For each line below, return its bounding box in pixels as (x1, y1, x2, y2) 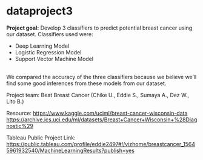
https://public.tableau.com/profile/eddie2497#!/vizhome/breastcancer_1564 (6, 140, 196, 147)
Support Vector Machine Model (15, 55, 94, 62)
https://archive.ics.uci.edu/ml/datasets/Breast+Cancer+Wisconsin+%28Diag (6, 116, 198, 123)
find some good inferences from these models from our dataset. (6, 80, 167, 87)
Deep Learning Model (15, 42, 70, 50)
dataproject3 (6, 4, 73, 18)
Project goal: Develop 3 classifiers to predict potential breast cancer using (6, 24, 193, 31)
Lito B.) (6, 98, 24, 105)
